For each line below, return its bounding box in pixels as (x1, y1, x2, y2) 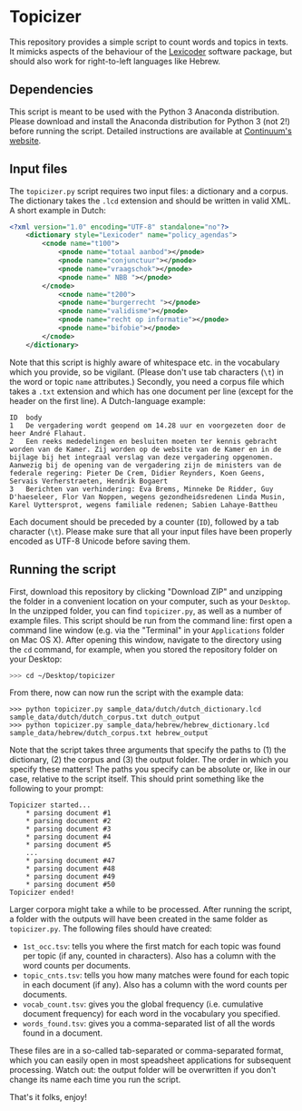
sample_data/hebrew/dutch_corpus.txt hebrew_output (9, 729, 209, 738)
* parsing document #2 (25, 817, 112, 826)
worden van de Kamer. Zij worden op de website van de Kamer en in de (9, 445, 282, 454)
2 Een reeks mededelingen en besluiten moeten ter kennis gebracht (9, 437, 278, 446)
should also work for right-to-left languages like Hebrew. (9, 55, 220, 66)
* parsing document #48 (25, 864, 116, 873)
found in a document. (22, 1027, 102, 1038)
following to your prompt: (9, 783, 104, 794)
